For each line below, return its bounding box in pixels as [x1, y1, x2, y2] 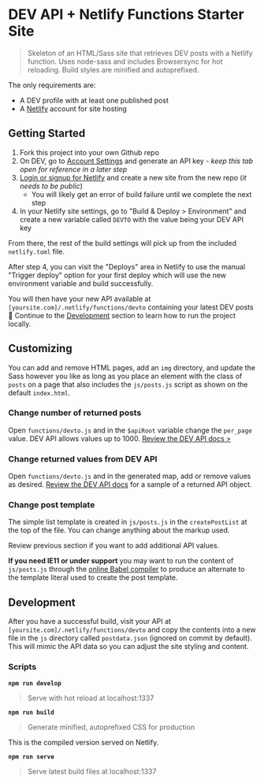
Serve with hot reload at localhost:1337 [27, 693, 154, 703]
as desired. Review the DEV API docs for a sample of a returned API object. [8, 480, 252, 489]
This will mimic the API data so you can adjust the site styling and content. [8, 642, 249, 651]
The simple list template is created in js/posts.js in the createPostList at [8, 518, 247, 527]
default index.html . [8, 388, 71, 397]
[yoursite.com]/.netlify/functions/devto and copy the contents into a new [8, 625, 256, 635]
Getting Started [8, 127, 86, 140]
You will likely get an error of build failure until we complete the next [31, 189, 252, 199]
